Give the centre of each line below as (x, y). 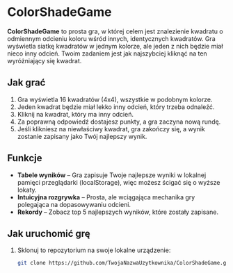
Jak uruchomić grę (49, 233)
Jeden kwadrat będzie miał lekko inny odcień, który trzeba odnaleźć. (116, 107)
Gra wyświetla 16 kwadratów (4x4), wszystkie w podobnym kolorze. (115, 99)
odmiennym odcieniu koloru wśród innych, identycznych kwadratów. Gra (111, 38)
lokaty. (27, 190)
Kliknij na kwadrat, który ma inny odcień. (75, 114)
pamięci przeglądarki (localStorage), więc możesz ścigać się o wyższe (119, 182)
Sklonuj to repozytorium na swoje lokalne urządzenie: (94, 250)
